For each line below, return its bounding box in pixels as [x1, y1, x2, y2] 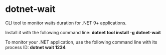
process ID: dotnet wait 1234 [5, 44, 66, 50]
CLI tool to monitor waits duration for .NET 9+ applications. [5, 20, 127, 26]
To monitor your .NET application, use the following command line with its [5, 39, 157, 45]
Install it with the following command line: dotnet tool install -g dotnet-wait [5, 29, 161, 35]
